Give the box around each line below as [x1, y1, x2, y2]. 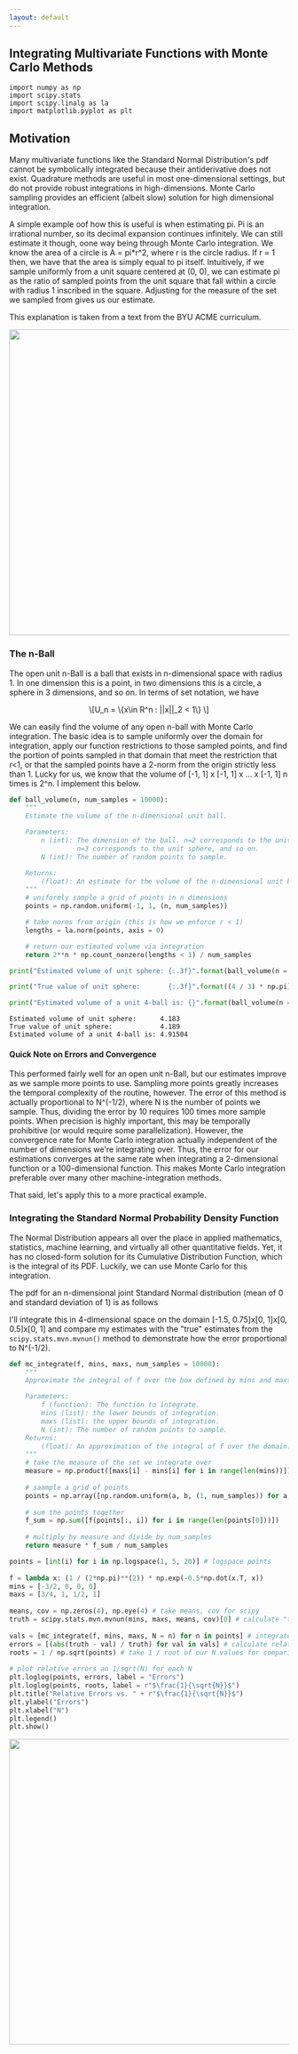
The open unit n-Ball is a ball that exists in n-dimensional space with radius [9, 668, 283, 679]
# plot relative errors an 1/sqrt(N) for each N [9, 1664, 192, 1673]
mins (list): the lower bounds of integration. [41, 1409, 220, 1418]
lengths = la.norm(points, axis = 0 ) [25, 926, 165, 935]
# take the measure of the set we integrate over [25, 1458, 213, 1468]
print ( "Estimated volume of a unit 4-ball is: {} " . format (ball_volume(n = [9, 998, 292, 1008]
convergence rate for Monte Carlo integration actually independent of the [9, 1135, 278, 1146]
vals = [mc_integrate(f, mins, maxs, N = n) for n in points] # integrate [9, 1631, 292, 1640]
